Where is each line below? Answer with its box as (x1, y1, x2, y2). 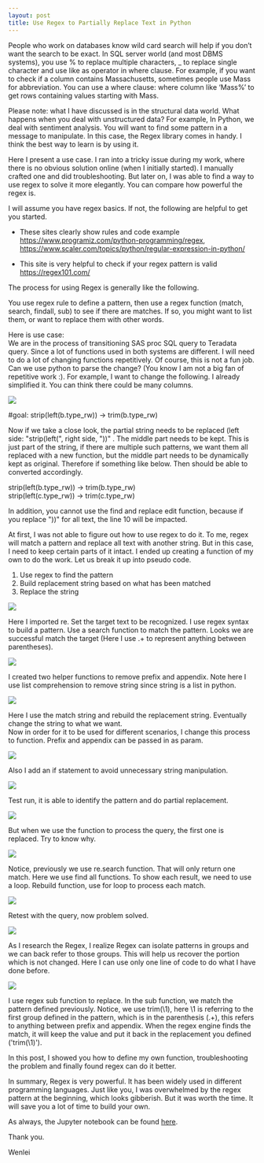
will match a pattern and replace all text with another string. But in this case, (8, 538, 254, 547)
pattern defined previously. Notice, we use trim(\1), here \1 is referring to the (8, 1004, 254, 1013)
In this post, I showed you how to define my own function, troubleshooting (8, 1053, 249, 1062)
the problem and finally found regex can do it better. (8, 1061, 177, 1071)
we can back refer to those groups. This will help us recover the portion (8, 949, 240, 958)
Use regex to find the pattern (19, 570, 114, 580)
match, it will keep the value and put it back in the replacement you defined (8, 1029, 251, 1039)
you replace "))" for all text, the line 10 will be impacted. (8, 514, 188, 524)
